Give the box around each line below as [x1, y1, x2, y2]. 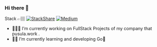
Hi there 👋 [4, 4, 29, 11]
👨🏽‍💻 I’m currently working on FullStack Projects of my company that [11, 26, 153, 32]
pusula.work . [11, 31, 40, 37]
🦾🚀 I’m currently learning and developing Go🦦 [11, 36, 106, 42]
